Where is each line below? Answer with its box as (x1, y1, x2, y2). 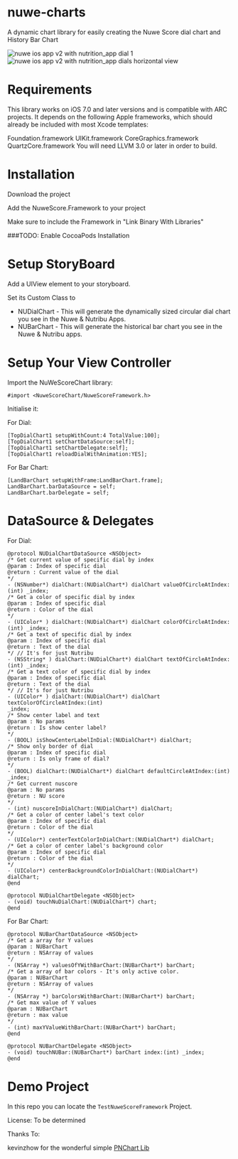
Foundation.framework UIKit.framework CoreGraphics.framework (7, 134, 199, 142)
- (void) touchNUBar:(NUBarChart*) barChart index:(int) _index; (7, 1049, 205, 1056)
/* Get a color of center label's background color (7, 842, 163, 849)
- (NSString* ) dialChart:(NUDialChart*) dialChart (7, 655, 163, 663)
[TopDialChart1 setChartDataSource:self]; (7, 438, 135, 445)
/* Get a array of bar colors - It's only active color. (7, 968, 180, 975)
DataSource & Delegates (7, 512, 154, 529)
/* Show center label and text (7, 711, 100, 718)
